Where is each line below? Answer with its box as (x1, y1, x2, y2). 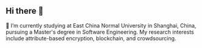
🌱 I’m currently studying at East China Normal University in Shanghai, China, (5, 22, 197, 29)
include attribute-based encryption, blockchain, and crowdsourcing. (5, 34, 176, 42)
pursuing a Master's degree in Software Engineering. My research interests (5, 28, 194, 35)
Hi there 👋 (5, 6, 44, 16)
